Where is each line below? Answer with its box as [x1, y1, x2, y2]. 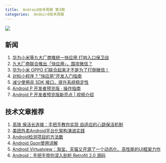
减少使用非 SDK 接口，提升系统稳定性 [12, 80, 89, 85]
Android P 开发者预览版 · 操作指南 [12, 85, 81, 91]
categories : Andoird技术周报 [5, 12, 64, 17]
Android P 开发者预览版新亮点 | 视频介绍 [12, 92, 94, 98]
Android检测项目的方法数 [12, 134, 63, 140]
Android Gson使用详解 [12, 140, 58, 146]
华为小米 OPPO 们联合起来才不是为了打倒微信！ [12, 67, 110, 73]
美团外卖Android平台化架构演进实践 [12, 128, 85, 134]
